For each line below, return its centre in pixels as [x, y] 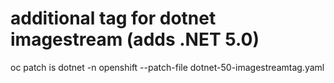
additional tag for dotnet [113, 18]
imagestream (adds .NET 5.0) [135, 39]
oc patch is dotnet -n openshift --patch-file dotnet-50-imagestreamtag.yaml [167, 67]
